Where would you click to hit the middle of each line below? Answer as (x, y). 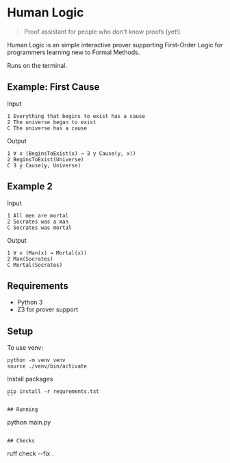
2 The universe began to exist (52, 122)
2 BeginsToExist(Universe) (46, 159)
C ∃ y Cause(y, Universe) (44, 165)
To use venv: (25, 348)
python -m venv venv (37, 360)
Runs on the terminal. (37, 65)
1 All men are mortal (38, 215)
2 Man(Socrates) (30, 259)
